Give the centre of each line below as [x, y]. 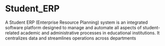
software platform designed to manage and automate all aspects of [73, 27]
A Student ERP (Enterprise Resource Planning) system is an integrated [77, 22]
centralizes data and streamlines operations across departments [71, 38]
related [12, 33]
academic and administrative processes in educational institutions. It [90, 33]
